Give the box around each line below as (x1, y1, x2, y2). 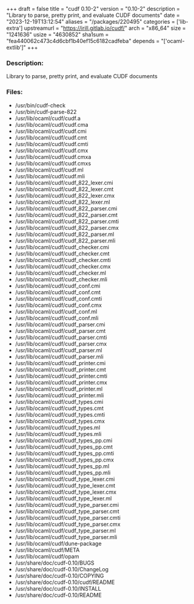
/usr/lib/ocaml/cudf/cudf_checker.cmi (15, 243, 109, 250)
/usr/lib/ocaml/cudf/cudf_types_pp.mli (15, 469, 111, 476)
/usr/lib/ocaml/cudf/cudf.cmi (15, 127, 87, 135)
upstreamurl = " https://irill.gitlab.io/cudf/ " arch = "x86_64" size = (24, 24, 186, 32)
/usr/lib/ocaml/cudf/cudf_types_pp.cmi (15, 437, 113, 444)
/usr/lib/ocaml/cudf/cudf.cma (15, 121, 89, 128)
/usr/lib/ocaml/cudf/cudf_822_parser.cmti (15, 218, 119, 225)
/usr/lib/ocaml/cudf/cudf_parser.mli (15, 353, 104, 360)
